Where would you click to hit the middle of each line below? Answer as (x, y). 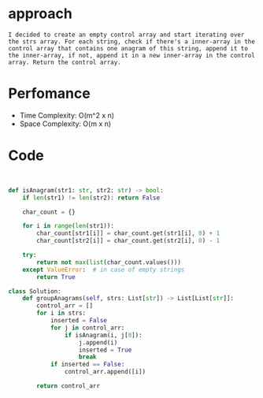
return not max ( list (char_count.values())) (109, 262)
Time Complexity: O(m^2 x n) (67, 115)
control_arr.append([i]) (105, 372)
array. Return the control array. (65, 62)
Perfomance (49, 93)
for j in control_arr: (87, 328)
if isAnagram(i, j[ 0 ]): (104, 335)
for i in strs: (61, 313)
